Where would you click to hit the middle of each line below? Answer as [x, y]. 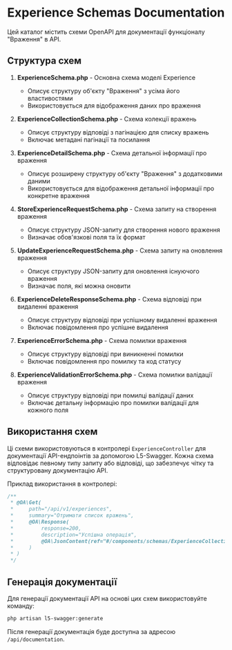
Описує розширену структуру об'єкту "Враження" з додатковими [125, 173]
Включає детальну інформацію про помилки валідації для [113, 402]
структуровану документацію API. [58, 470]
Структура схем [44, 61]
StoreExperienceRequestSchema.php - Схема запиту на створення [117, 209]
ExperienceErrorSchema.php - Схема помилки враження [102, 340]
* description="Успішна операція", [74, 535]
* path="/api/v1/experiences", [61, 509]
